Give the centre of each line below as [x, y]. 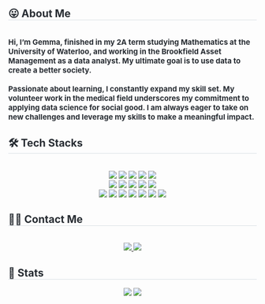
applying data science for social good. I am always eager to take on [129, 108]
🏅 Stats [26, 273]
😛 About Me [39, 14]
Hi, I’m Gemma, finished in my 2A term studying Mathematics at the [129, 42]
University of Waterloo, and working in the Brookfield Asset [115, 51]
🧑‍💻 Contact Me [46, 219]
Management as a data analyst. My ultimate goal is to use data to [125, 61]
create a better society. [50, 70]
